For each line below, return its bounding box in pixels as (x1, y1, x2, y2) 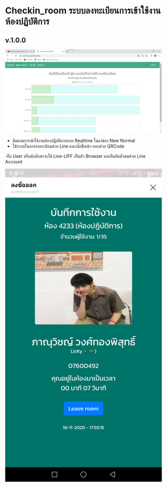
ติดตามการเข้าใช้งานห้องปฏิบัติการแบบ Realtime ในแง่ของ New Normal (12, 137, 135, 144)
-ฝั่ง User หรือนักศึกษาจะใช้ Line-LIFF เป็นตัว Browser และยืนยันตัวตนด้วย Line (5, 153, 146, 159)
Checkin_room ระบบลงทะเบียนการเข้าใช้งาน (5, 5, 161, 16)
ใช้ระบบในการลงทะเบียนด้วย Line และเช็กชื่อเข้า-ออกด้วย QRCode (12, 143, 125, 149)
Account (5, 159, 23, 164)
